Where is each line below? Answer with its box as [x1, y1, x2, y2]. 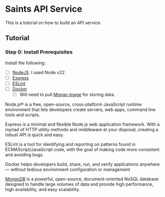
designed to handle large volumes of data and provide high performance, [5, 181, 154, 187]
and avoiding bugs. [5, 151, 44, 158]
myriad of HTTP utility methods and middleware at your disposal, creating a [5, 126, 159, 132]
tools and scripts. [5, 112, 40, 117]
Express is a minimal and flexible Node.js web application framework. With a [5, 121, 160, 127]
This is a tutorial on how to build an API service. [5, 20, 102, 26]
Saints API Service [5, 3, 82, 15]
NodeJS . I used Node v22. [12, 69, 66, 75]
